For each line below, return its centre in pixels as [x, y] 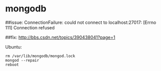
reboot [12, 65]
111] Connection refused [30, 27]
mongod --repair [22, 60]
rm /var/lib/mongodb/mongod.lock [40, 56]
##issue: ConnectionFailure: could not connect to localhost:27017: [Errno [81, 22]
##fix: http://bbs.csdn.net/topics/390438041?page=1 [60, 37]
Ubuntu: [14, 47]
